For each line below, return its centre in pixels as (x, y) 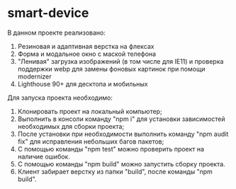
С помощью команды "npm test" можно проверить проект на (111, 149)
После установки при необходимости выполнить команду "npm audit (123, 134)
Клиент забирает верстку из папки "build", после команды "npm (115, 171)
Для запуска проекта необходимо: (60, 98)
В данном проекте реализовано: (57, 33)
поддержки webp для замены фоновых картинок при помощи (111, 69)
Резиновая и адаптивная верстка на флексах (86, 46)
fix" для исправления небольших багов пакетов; (91, 141)
